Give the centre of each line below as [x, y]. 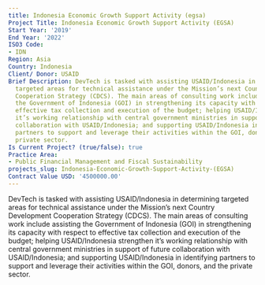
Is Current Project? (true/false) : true [76, 147]
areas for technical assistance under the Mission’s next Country [112, 207]
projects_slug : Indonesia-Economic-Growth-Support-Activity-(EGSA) [121, 169]
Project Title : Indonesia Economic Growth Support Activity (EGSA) [121, 23]
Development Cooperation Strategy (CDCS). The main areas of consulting [128, 215]
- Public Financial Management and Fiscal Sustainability [105, 162]
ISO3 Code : [26, 45]
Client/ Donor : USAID [44, 74]
